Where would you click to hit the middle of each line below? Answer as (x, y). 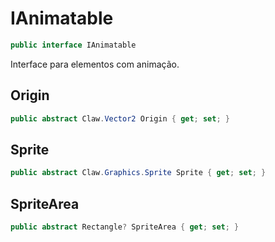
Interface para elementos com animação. (95, 64)
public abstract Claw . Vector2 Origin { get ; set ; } (120, 118)
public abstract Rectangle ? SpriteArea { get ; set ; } (125, 227)
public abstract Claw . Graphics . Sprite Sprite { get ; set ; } (138, 173)
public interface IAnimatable (73, 45)
